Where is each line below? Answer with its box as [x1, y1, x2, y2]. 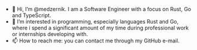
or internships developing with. [11, 31, 88, 38]
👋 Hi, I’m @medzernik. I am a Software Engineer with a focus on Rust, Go [11, 6, 192, 12]
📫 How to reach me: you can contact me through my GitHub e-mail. [11, 37, 180, 44]
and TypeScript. [11, 12, 52, 19]
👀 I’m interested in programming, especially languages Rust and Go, [11, 18, 179, 25]
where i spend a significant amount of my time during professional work [11, 24, 189, 31]
